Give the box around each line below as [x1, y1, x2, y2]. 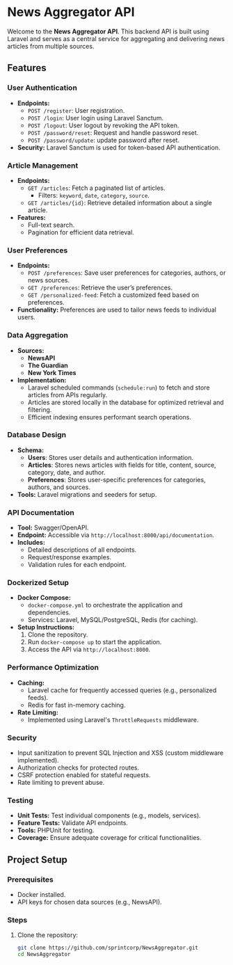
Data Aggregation [7, 330, 68, 340]
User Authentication [7, 83, 78, 93]
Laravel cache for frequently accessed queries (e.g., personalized [27, 686, 217, 694]
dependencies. [27, 608, 71, 616]
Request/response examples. [27, 553, 112, 561]
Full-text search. [27, 221, 75, 229]
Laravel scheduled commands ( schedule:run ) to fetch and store [27, 383, 210, 392]
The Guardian [27, 361, 68, 369]
